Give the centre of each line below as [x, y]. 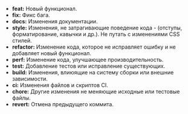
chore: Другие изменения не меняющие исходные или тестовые [96, 91]
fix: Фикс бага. [31, 15]
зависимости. [30, 79]
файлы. [21, 98]
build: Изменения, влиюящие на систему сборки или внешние [93, 72]
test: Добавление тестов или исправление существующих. [89, 66]
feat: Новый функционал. [44, 9]
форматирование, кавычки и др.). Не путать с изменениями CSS [96, 34]
